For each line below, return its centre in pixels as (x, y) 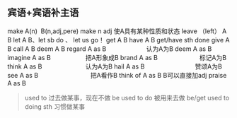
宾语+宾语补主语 (43, 13)
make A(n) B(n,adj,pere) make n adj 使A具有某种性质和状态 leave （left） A (117, 31)
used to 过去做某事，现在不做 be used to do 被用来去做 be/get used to (127, 98)
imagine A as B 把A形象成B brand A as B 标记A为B (117, 57)
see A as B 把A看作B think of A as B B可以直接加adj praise (117, 75)
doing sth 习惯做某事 (55, 106)
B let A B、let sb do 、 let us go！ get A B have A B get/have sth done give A (118, 40)
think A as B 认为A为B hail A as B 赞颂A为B (115, 66)
